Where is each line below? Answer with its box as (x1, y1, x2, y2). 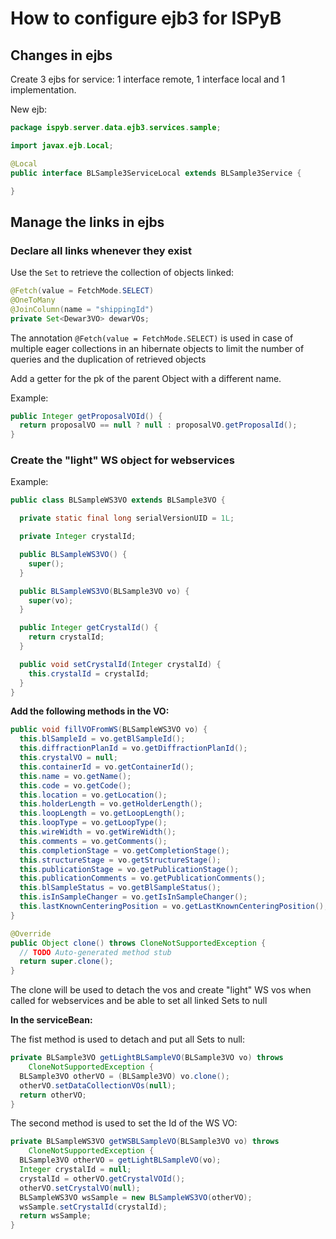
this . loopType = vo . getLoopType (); (19, 818, 168, 828)
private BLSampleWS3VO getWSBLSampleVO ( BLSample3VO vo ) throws (10, 1137, 280, 1147)
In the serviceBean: (10, 1014, 93, 1026)
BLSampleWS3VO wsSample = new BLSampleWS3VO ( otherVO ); (19, 1192, 253, 1202)
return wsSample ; (19, 1211, 92, 1221)
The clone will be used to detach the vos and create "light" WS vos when (10, 984, 312, 996)
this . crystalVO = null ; (19, 753, 118, 763)
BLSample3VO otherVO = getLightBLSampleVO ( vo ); (19, 1155, 222, 1166)
